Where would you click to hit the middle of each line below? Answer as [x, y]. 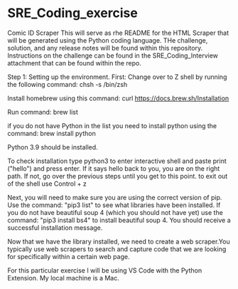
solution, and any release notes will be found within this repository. [105, 48]
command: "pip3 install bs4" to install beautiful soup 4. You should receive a [119, 220]
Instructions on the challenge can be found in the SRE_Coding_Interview [113, 56]
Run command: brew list [43, 112]
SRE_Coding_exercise [73, 13]
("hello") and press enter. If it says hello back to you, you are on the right [114, 168]
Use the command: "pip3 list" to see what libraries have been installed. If [114, 205]
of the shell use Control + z [47, 184]
